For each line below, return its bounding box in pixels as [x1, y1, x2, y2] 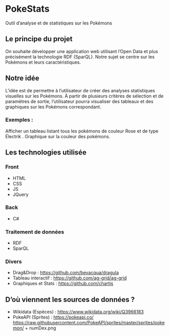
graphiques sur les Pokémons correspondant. [5, 104, 102, 110]
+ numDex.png [25, 325, 56, 331]
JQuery [12, 191, 29, 197]
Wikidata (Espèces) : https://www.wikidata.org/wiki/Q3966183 [12, 309, 144, 315]
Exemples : [5, 116, 33, 123]
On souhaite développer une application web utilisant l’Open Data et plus [5, 48, 158, 54]
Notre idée [5, 74, 40, 83]
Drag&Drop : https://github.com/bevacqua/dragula [12, 270, 119, 276]
